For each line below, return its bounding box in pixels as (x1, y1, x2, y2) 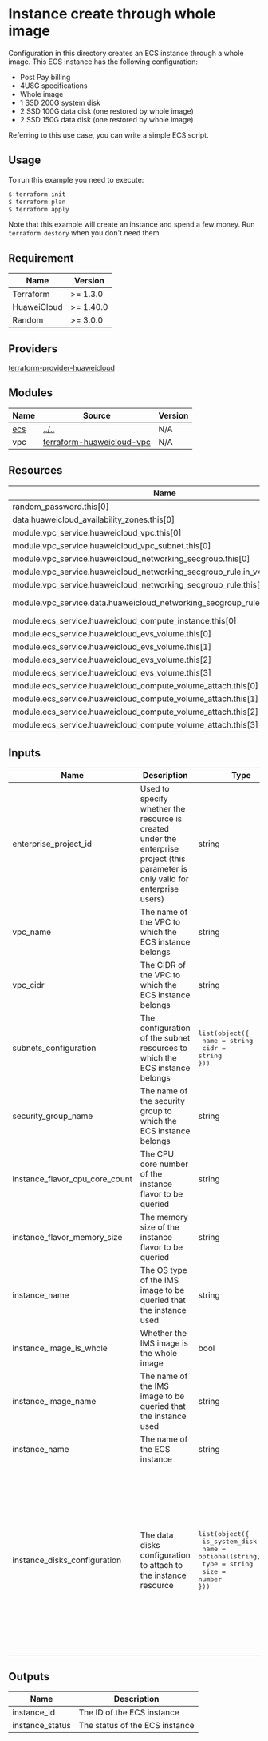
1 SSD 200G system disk (19, 98, 101, 107)
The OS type (140, 1265, 187, 1276)
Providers (8, 342, 58, 355)
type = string (202, 1559, 254, 1568)
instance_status (12, 1720, 72, 1731)
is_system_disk (202, 1537, 258, 1546)
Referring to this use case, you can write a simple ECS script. (8, 130, 209, 140)
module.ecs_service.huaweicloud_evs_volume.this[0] (12, 628, 211, 639)
